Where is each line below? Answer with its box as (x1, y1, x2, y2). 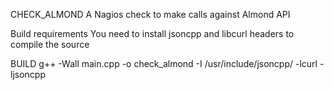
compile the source (10, 39, 90, 50)
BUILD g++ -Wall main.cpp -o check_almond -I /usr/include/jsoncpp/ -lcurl (10, 58, 318, 69)
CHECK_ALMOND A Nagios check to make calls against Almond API (10, 9, 291, 20)
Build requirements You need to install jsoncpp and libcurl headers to (10, 28, 295, 39)
